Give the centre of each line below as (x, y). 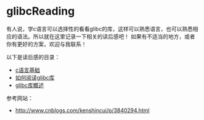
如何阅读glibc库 (35, 77)
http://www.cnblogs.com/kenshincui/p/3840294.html (82, 110)
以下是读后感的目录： (33, 57)
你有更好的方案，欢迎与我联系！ (46, 44)
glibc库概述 (29, 85)
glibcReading (41, 11)
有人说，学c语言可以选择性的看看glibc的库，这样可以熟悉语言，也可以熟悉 (100, 29)
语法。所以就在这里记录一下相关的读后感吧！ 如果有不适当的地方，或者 (106, 36)
